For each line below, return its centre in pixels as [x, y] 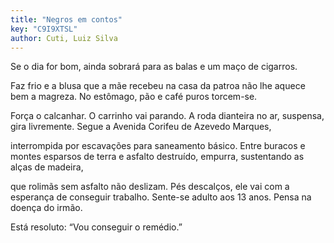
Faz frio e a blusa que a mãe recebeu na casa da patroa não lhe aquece [158, 86]
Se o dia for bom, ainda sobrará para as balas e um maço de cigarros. [154, 67]
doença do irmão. [46, 208]
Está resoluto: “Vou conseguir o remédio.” [96, 227]
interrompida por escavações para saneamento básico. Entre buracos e [158, 146]
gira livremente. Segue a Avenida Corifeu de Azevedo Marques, [141, 127]
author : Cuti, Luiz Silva [64, 38]
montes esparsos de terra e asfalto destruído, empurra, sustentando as [157, 157]
